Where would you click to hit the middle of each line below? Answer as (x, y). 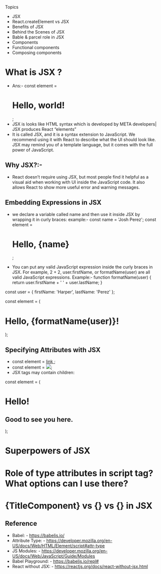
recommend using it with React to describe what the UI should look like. (84, 139)
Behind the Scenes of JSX (38, 32)
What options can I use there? (67, 483)
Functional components (36, 47)
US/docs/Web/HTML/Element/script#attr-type (58, 546)
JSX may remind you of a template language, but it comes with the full (82, 144)
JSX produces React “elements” (44, 129)
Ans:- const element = (35, 86)
